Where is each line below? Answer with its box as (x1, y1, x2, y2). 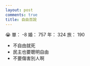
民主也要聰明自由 (12, 49, 49, 55)
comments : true (5, 12, 38, 17)
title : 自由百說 (5, 17, 37, 22)
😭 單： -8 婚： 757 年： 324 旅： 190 (5, 32, 85, 38)
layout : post (5, 7, 33, 13)
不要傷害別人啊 (12, 55, 44, 61)
